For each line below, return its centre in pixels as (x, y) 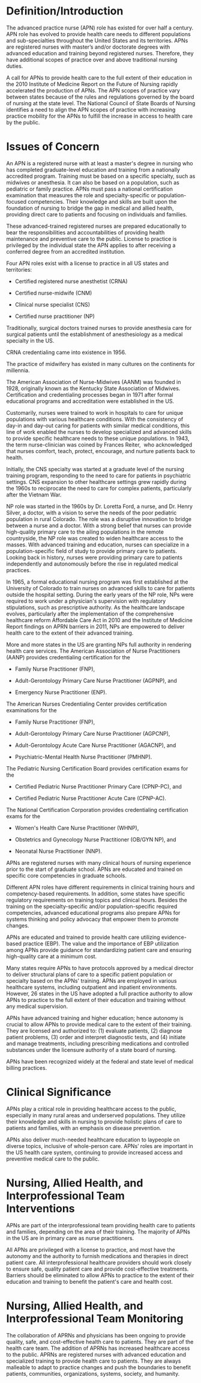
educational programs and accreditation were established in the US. (90, 401)
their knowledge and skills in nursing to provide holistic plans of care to (94, 1122)
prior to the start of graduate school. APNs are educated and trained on (94, 869)
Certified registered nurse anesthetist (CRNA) (71, 281)
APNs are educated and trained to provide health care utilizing (83, 937)
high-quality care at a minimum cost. (52, 956)
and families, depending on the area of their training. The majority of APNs (98, 1232)
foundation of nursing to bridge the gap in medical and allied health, (90, 208)
